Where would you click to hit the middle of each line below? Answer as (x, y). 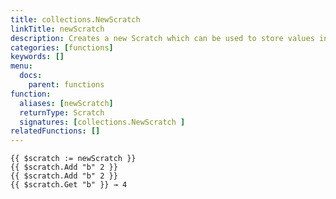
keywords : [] (37, 57)
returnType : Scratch (62, 112)
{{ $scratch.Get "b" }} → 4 (69, 185)
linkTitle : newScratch (57, 29)
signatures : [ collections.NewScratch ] (102, 122)
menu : (21, 66)
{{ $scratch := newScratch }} (73, 159)
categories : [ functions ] (62, 47)
